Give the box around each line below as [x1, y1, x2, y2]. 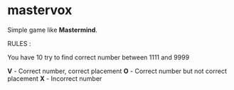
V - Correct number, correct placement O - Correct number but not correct [7, 67, 228, 75]
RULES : [7, 39, 31, 47]
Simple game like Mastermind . [7, 26, 98, 34]
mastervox [7, 2, 73, 18]
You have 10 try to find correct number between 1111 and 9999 [7, 52, 190, 62]
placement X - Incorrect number [7, 74, 102, 83]
